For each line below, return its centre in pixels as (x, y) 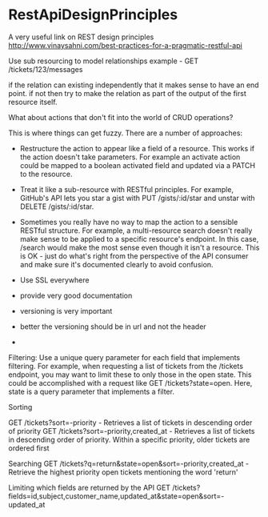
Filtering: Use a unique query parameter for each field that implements (124, 357)
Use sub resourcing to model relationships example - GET (104, 61)
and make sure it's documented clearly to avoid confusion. (116, 264)
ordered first (29, 448)
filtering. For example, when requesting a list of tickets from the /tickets (126, 366)
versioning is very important (66, 311)
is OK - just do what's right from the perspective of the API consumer (134, 256)
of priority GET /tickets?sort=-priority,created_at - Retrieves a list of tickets (132, 431)
